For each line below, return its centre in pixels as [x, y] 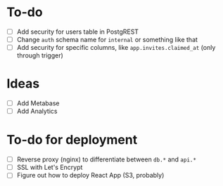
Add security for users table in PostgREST [77, 32]
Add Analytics [37, 111]
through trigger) [40, 55]
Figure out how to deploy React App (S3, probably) [90, 175]
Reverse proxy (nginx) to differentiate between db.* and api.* [106, 159]
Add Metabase [38, 103]
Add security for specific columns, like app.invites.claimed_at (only [116, 48]
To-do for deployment [72, 140]
